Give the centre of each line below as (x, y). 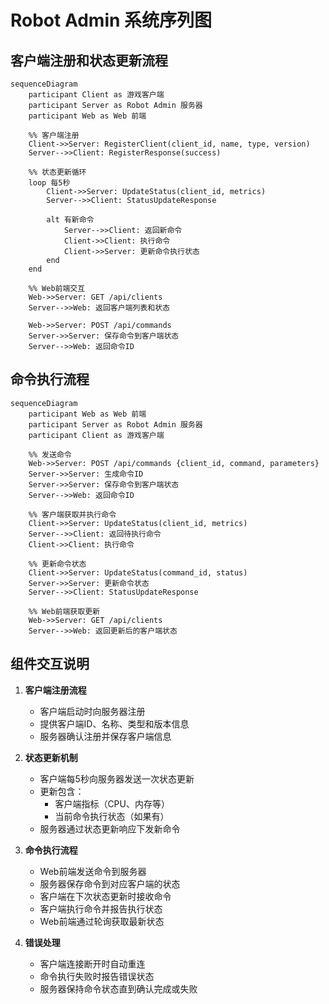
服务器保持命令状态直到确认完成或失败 (118, 988)
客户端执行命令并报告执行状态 (101, 908)
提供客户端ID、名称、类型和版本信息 (114, 723)
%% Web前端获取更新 (64, 611)
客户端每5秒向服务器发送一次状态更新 (117, 778)
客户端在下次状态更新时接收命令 (105, 896)
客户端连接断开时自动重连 (92, 963)
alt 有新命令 (70, 220)
